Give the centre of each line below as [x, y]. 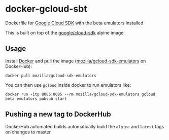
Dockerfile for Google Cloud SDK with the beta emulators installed [74, 23]
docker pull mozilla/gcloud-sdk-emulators [51, 76]
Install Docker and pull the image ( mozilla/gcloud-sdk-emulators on [76, 61]
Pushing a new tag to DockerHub [58, 114]
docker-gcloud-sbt [46, 9]
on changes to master [28, 132]
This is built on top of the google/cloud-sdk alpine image [64, 32]
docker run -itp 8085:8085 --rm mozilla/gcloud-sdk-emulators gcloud [80, 94]
